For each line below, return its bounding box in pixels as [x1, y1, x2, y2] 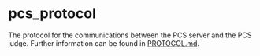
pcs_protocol [8, 5, 97, 23]
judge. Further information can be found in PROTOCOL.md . [8, 38, 199, 47]
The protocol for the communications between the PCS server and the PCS [8, 30, 252, 40]
